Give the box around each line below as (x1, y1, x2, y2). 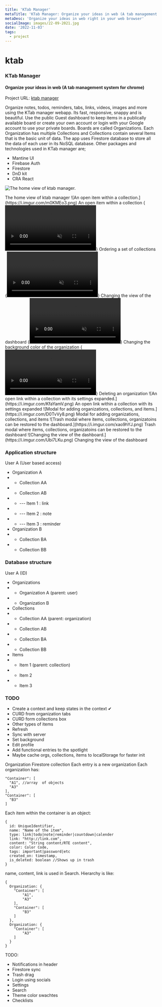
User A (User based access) (5, 460, 62, 466)
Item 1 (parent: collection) (19, 662, 70, 668)
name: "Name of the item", (9, 828, 64, 833)
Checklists (12, 998, 33, 1004)
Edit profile (12, 742, 34, 748)
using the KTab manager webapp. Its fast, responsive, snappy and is (5, 110, 142, 116)
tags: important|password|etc (9, 849, 70, 854)
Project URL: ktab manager (5, 95, 59, 101)
